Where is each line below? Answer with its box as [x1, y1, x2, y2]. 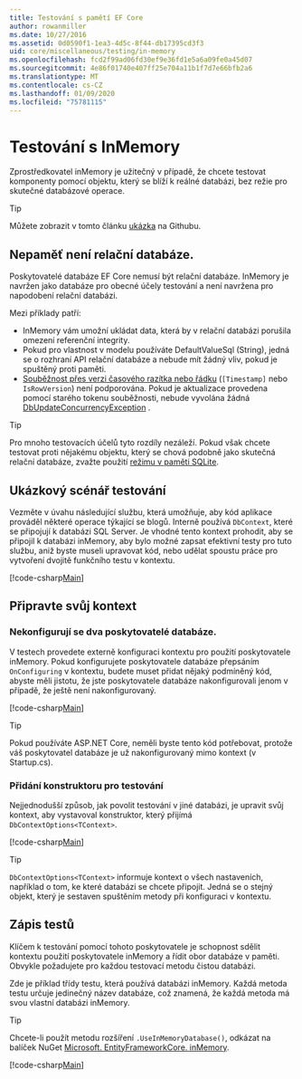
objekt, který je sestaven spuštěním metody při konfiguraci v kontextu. [9, 891, 272, 902]
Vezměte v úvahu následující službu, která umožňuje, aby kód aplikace [9, 506, 273, 517]
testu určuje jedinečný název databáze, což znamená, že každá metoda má [9, 988, 290, 998]
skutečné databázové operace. [9, 186, 125, 196]
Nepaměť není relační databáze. [9, 246, 194, 263]
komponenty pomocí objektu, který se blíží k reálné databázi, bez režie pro [9, 176, 288, 186]
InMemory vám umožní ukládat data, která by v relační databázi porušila [22, 325, 292, 336]
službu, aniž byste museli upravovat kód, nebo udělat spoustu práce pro [9, 545, 278, 556]
